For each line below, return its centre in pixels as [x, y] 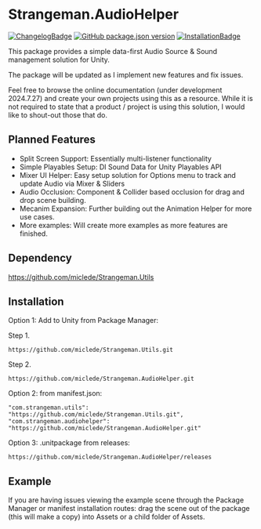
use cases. [37, 216]
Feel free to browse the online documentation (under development [115, 90]
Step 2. [20, 364]
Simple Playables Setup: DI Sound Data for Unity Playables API [120, 167]
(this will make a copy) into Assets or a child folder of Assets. [107, 517]
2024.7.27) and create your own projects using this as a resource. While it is [130, 98]
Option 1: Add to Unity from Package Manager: [83, 321]
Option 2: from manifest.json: [55, 393]
